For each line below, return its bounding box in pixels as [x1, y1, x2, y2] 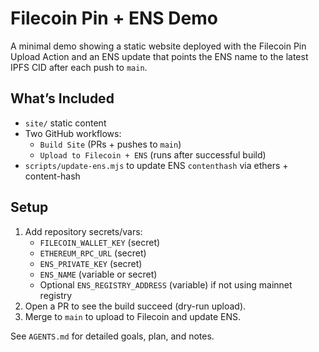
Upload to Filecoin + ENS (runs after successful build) [39, 148, 267, 161]
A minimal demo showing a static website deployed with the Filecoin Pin [10, 40, 307, 52]
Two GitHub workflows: [24, 127, 122, 139]
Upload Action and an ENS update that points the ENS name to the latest [10, 50, 309, 62]
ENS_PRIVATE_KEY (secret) [39, 257, 143, 269]
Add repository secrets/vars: [24, 225, 143, 237]
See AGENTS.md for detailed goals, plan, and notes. [10, 330, 215, 342]
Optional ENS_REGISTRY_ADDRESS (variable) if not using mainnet [39, 278, 293, 291]
